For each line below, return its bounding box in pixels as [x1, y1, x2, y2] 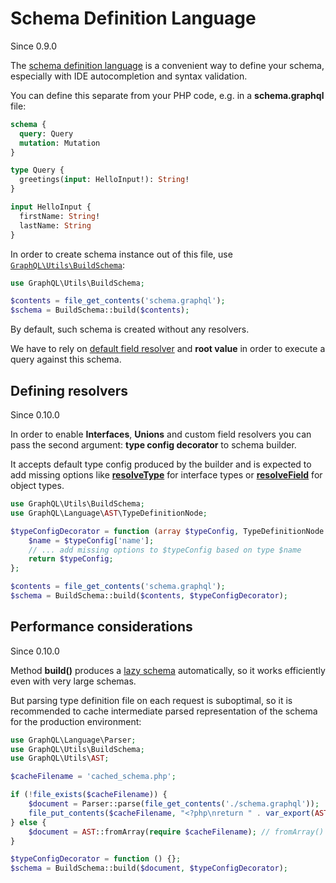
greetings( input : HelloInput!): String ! [19, 175, 190, 185]
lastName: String [19, 220, 92, 231]
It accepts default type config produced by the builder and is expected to [10, 458, 312, 470]
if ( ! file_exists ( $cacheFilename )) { [10, 790, 168, 800]
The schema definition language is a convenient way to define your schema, [10, 59, 325, 71]
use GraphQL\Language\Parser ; [10, 735, 137, 745]
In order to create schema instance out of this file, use [10, 248, 233, 260]
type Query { [10, 165, 65, 176]
